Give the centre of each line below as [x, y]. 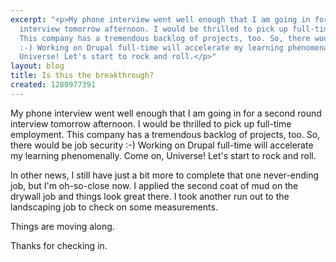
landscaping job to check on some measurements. [114, 207]
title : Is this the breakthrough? [82, 76]
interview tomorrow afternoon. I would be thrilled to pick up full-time [151, 123]
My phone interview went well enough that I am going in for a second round [166, 113]
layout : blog [37, 66]
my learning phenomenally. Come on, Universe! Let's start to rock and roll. [163, 155]
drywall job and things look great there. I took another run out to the [150, 196]
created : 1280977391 [53, 85]
